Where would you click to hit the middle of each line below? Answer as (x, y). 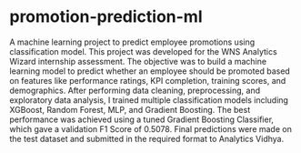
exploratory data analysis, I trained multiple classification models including (149, 100)
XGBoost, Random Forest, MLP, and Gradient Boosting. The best (130, 109)
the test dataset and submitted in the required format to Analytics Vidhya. (147, 138)
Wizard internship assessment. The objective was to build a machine (138, 61)
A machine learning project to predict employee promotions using (132, 42)
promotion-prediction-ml (106, 17)
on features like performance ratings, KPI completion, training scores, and (148, 80)
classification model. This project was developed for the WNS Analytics (143, 51)
